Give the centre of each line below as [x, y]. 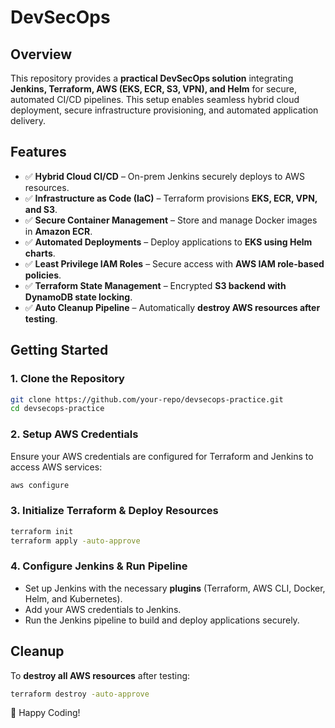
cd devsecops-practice [57, 409]
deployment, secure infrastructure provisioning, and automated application [164, 110]
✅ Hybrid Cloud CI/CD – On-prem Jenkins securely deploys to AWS [165, 176]
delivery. [28, 120]
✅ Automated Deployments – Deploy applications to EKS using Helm [168, 242]
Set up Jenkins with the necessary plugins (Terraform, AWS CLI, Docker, [175, 588]
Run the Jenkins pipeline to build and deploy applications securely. [162, 620]
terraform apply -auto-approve [75, 541]
